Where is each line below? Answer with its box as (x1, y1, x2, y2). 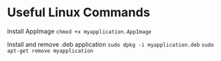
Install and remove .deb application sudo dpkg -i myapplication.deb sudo (7, 40, 214, 48)
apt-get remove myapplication (7, 47, 94, 54)
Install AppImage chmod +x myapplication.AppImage (7, 27, 152, 35)
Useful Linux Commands (7, 5, 150, 20)
